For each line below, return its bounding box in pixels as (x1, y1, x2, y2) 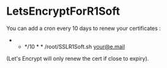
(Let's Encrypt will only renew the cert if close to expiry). (6, 55, 149, 62)
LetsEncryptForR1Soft (6, 4, 121, 18)
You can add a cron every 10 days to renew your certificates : (6, 25, 161, 32)
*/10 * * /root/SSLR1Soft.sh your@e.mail (24, 43, 125, 50)
